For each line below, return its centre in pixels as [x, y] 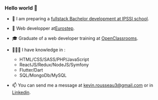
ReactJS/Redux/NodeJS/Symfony [54, 65]
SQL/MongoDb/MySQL [43, 75]
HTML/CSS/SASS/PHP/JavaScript [54, 60]
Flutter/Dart [31, 70]
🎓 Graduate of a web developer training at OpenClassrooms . [75, 38]
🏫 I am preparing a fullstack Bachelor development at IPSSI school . [80, 19]
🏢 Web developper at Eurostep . [43, 28]
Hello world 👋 [21, 8]
